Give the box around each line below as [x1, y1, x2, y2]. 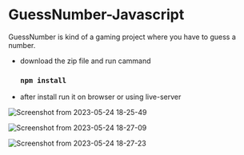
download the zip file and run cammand [19, 56, 151, 66]
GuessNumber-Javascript [8, 6, 185, 24]
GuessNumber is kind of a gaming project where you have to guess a [8, 32, 236, 42]
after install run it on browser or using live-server [19, 92, 182, 101]
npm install [19, 76, 66, 85]
